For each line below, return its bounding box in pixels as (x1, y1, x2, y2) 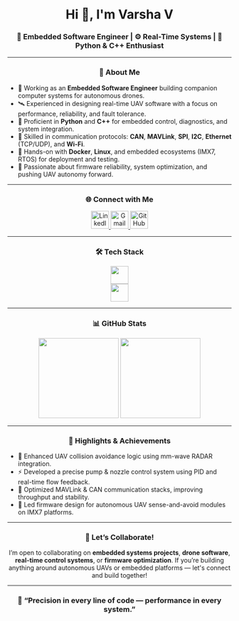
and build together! (91, 571, 148, 580)
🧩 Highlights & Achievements (68, 435, 171, 445)
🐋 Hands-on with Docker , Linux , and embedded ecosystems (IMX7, (17, 147, 216, 156)
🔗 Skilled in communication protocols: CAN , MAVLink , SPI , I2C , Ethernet (17, 132, 232, 141)
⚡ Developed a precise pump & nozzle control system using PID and (17, 467, 217, 476)
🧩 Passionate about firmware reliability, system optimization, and (17, 162, 208, 171)
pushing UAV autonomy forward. (17, 170, 114, 179)
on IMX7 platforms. (17, 508, 74, 516)
